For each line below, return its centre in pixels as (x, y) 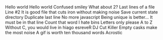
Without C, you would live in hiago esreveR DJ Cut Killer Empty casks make (81, 27)
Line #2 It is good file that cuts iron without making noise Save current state (81, 12)
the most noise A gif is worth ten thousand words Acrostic (64, 33)
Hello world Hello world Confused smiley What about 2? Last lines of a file (80, 7)
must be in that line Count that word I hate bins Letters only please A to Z (79, 22)
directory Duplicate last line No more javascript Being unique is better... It (79, 17)
